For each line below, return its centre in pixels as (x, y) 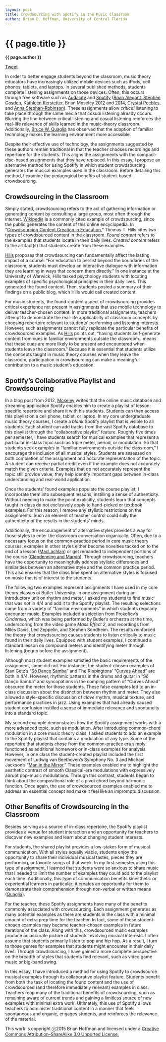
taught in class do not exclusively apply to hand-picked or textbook (74, 505)
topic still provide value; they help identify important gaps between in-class (82, 474)
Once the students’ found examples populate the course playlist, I (72, 489)
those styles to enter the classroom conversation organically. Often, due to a (83, 535)
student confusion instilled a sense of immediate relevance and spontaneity (82, 707)
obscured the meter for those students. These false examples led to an (78, 687)
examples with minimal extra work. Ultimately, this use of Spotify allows (78, 1003)
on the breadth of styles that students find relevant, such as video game (79, 957)
